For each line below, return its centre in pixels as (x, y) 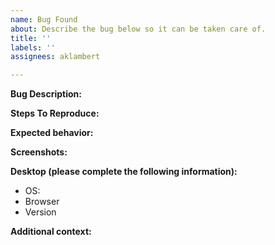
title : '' (31, 38)
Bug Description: (46, 94)
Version (40, 212)
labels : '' (33, 47)
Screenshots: (39, 152)
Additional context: (51, 232)
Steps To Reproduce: (55, 113)
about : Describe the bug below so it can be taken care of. (138, 29)
